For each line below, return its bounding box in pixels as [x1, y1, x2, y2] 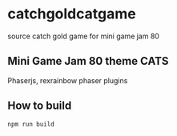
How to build [7, 99, 72, 113]
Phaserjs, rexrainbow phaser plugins [7, 75, 128, 85]
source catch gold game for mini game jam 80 [7, 31, 159, 41]
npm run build [7, 120, 55, 128]
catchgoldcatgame [7, 5, 137, 23]
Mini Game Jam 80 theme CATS [7, 54, 169, 68]
